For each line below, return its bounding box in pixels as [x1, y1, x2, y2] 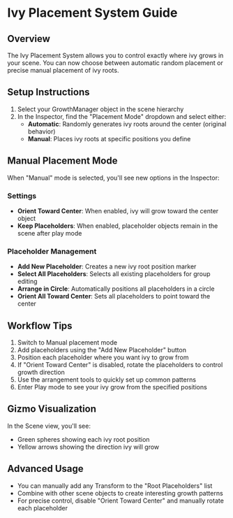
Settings [7, 191, 37, 201]
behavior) [27, 127, 56, 136]
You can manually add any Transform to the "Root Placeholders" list [17, 481, 213, 490]
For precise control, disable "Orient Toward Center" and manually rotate [17, 496, 225, 505]
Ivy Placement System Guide [7, 5, 178, 21]
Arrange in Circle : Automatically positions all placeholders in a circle [17, 285, 215, 293]
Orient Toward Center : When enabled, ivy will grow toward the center [17, 206, 219, 215]
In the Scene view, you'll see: [7, 422, 91, 430]
